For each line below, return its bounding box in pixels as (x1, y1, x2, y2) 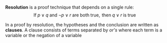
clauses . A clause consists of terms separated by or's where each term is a (5, 27, 162, 33)
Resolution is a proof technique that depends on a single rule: (5, 4, 134, 10)
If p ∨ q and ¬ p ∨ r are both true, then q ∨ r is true (33, 12, 136, 18)
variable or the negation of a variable (5, 32, 82, 38)
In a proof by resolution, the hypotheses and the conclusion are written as (5, 22, 159, 27)
